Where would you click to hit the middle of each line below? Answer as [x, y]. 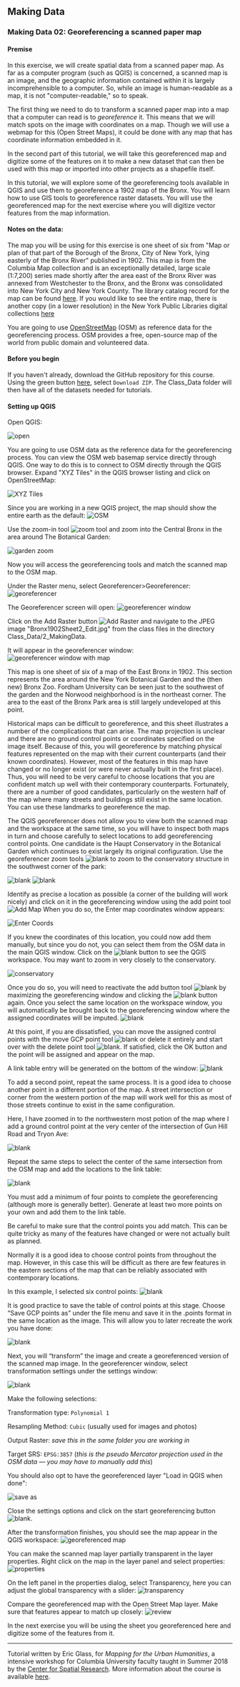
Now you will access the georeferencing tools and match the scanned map [117, 564]
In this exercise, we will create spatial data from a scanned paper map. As [116, 65]
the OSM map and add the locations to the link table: [85, 1169]
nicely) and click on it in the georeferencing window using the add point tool [119, 902]
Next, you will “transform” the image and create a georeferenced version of [118, 1356]
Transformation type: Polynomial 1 [58, 1413]
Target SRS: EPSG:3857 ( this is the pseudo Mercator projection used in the [115, 1454]
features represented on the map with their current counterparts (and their [117, 754]
